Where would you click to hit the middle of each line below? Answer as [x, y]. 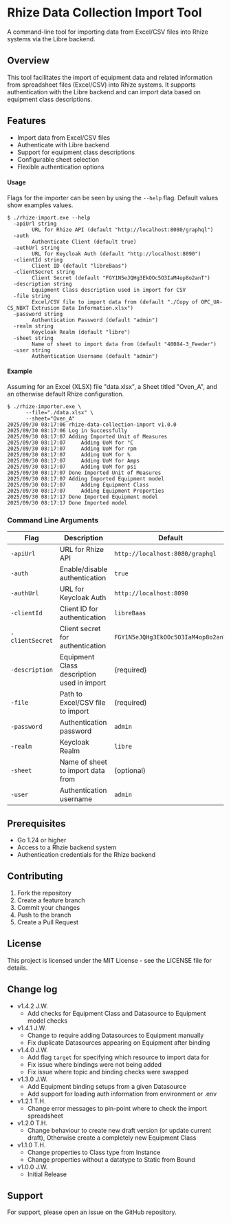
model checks [47, 1021]
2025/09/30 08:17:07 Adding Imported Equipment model [86, 479]
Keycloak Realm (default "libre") [81, 332]
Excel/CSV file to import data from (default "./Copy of [115, 302]
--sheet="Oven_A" [50, 418]
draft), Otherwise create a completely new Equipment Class [112, 1138]
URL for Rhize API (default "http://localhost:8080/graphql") [123, 230]
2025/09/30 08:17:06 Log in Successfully [67, 430]
